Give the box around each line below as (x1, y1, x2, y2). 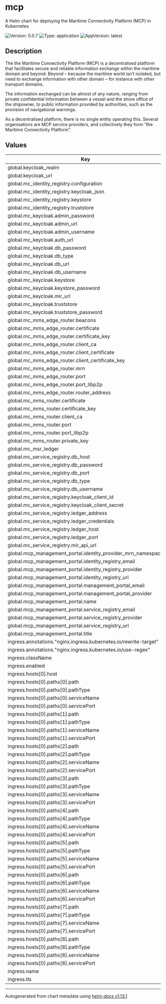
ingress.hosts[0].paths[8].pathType (7, 944, 90, 951)
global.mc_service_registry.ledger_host (7, 526, 99, 533)
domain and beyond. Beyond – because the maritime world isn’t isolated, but (5, 71, 161, 77)
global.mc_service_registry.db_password (7, 461, 103, 468)
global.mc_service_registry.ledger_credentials (7, 517, 115, 524)
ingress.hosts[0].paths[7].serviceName (7, 919, 100, 926)
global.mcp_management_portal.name (7, 598, 97, 605)
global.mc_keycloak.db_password (7, 244, 86, 251)
